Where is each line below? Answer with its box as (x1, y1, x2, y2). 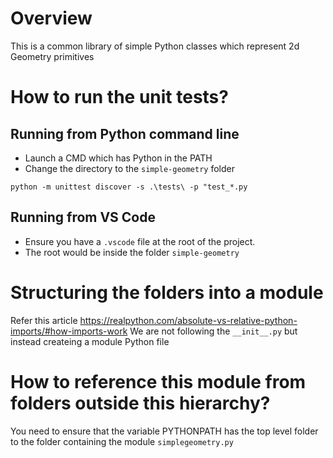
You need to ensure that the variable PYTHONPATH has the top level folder (10, 425, 319, 437)
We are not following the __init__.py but (129, 325, 298, 337)
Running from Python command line (10, 125, 240, 142)
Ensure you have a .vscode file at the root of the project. (24, 235, 256, 247)
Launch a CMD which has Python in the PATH (24, 152, 213, 164)
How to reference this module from (10, 370, 307, 393)
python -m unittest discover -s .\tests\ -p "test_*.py (10, 182, 248, 192)
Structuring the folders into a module (10, 281, 324, 304)
